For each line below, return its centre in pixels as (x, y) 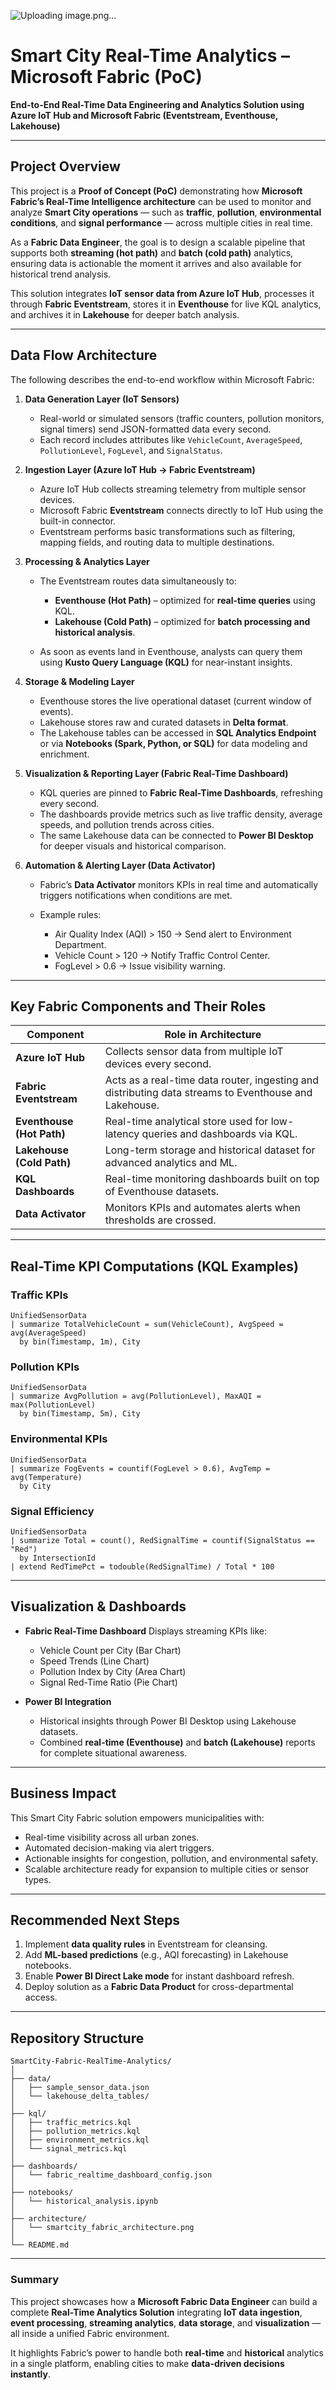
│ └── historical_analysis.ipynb (84, 2201)
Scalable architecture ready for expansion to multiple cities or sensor (167, 1869)
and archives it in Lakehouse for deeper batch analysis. (125, 314)
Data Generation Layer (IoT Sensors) (102, 399)
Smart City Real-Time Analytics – (150, 56)
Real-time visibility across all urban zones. (112, 1837)
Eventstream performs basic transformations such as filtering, (167, 531)
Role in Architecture (213, 1035)
